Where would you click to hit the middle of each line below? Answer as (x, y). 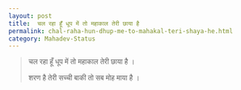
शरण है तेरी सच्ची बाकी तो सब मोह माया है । (84, 78)
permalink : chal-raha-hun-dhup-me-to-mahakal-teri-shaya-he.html (120, 31)
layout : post (30, 16)
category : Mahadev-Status (52, 39)
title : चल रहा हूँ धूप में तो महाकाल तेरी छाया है (74, 24)
